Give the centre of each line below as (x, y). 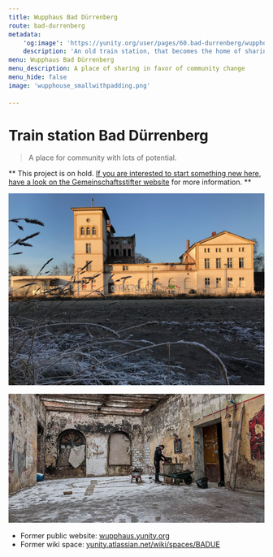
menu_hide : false (38, 77)
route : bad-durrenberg (47, 26)
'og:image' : (43, 43)
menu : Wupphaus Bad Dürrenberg (61, 60)
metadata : (25, 34)
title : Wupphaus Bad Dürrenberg (63, 17)
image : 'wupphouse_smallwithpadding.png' (80, 85)
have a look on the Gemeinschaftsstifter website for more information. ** (130, 182)
